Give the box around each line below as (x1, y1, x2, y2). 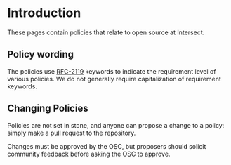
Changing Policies (7, 103, 89, 114)
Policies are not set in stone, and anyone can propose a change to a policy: (7, 121, 225, 129)
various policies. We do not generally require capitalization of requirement (7, 74, 221, 83)
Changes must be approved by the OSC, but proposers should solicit (7, 142, 206, 150)
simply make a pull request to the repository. (7, 128, 136, 137)
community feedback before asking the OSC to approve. (7, 150, 171, 158)
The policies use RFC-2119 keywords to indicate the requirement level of (7, 67, 216, 75)
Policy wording (7, 48, 74, 60)
